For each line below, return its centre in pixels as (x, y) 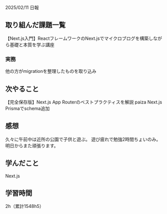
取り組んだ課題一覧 (35, 25)
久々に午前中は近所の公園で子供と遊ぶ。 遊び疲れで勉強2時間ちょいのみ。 (83, 139)
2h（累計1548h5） (25, 206)
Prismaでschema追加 (27, 108)
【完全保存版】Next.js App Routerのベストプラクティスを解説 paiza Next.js (84, 102)
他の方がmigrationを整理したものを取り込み (51, 71)
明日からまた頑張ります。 (32, 145)
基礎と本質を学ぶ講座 (32, 44)
